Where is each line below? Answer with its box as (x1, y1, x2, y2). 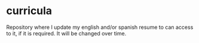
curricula (6, 4, 53, 18)
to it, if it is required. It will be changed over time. (6, 29, 127, 37)
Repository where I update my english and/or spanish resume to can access (6, 24, 194, 31)
